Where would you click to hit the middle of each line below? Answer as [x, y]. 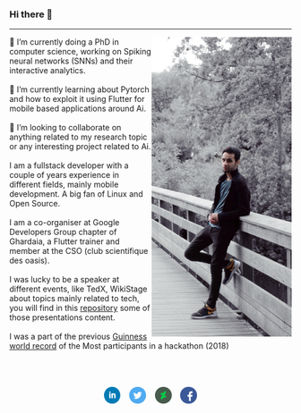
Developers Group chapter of [63, 232]
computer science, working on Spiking [81, 52]
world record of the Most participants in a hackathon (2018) [120, 346]
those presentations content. [62, 317]
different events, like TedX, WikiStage [78, 289]
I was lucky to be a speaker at [64, 280]
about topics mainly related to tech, [75, 299]
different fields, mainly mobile [64, 185]
